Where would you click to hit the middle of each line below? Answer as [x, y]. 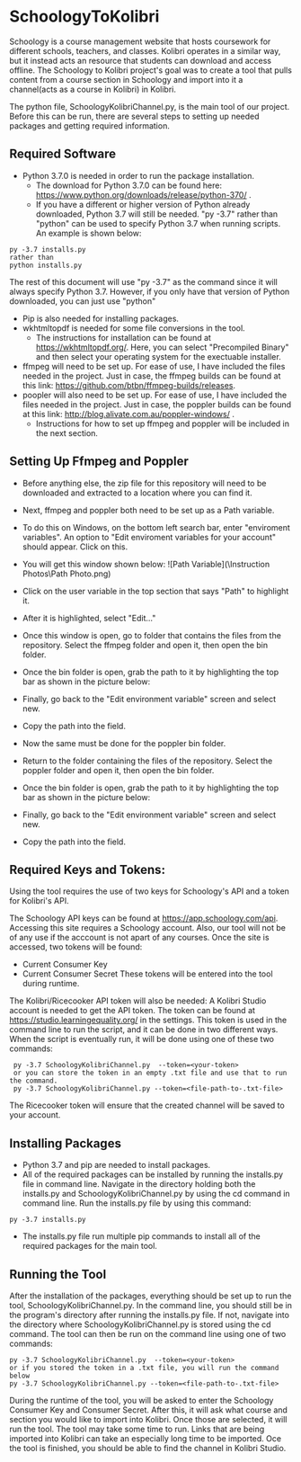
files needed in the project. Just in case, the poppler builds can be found [157, 404]
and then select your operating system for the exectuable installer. [158, 356]
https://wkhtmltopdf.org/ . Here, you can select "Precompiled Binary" [162, 347]
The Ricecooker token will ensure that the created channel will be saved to [147, 1105]
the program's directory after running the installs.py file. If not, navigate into [150, 1315]
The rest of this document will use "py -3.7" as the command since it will [144, 281]
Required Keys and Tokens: [88, 869]
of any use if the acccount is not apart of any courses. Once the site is [139, 938]
